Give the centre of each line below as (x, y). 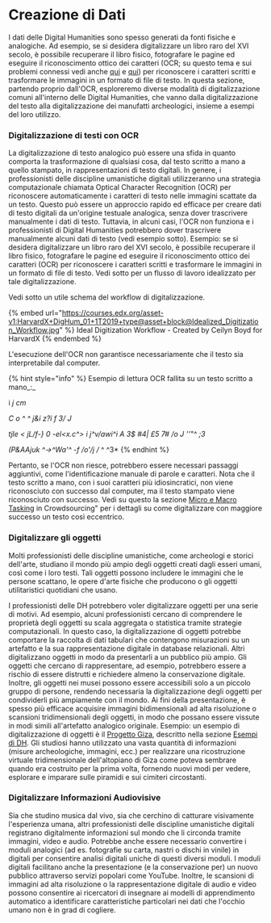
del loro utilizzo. (35, 114)
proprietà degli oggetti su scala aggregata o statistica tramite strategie (125, 623)
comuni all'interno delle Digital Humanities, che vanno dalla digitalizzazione (133, 97)
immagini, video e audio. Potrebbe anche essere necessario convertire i (127, 841)
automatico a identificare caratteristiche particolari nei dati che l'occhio (127, 901)
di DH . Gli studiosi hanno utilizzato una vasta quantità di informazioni (122, 743)
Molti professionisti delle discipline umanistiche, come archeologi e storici (131, 556)
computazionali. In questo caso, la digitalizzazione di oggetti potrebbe (125, 631)
